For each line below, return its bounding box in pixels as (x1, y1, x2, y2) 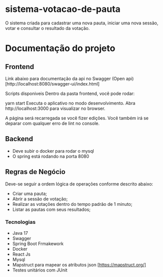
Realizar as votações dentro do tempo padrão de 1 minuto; (12, 201, 133, 207)
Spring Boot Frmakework (12, 240, 64, 247)
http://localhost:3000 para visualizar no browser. (5, 105, 106, 111)
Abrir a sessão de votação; (12, 195, 68, 202)
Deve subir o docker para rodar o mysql (12, 148, 94, 154)
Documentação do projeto (5, 43, 116, 54)
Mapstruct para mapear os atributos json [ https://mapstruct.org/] (12, 262, 146, 268)
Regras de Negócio (5, 168, 66, 176)
